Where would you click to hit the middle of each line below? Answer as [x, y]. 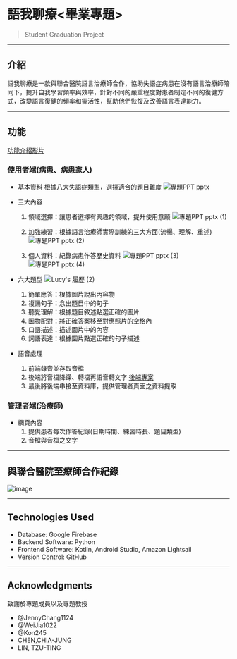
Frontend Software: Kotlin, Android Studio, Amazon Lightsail [104, 549]
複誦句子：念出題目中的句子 [68, 303]
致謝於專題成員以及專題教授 [48, 603]
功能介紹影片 [26, 150]
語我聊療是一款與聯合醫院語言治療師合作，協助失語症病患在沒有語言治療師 [115, 83]
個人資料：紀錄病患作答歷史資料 [74, 255]
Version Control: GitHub [52, 557]
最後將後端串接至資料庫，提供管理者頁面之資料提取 [102, 386]
